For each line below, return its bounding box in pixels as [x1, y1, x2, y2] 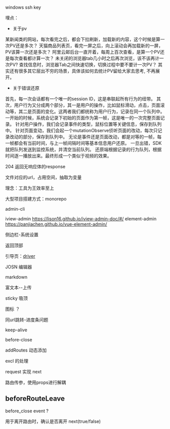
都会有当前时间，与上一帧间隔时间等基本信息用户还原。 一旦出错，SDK [14, 140, 162, 146]
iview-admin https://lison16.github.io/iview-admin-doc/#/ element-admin [5, 216, 157, 222]
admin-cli [5, 206, 25, 212]
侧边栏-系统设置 [5, 231, 39, 238]
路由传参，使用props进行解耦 [5, 379, 66, 385]
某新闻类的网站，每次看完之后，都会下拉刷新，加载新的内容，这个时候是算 [5, 36, 160, 42]
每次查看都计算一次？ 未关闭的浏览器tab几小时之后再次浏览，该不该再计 [9, 55, 160, 61]
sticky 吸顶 [5, 295, 28, 301]
